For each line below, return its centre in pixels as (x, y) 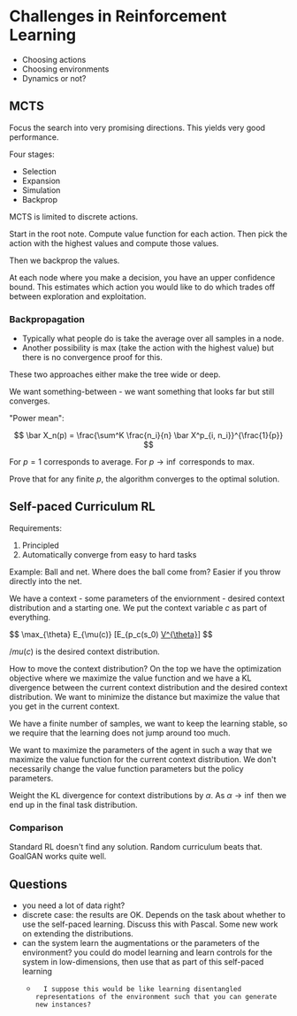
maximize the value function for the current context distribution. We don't (143, 759)
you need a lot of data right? (73, 905)
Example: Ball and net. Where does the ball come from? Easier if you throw (145, 572)
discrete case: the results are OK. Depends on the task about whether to (153, 914)
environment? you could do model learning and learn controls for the (147, 952)
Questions (38, 884)
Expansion (41, 181)
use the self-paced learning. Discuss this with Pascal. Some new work (150, 924)
